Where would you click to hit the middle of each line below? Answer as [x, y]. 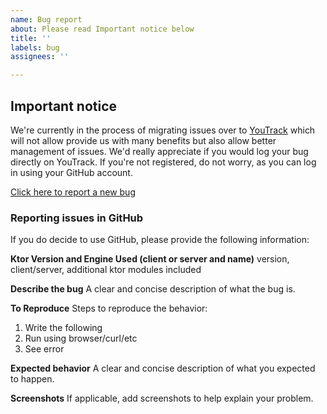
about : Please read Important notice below [102, 29]
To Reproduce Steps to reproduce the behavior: [109, 308]
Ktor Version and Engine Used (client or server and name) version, [150, 259]
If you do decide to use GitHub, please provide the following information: [160, 240]
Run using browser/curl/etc [81, 338]
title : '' [31, 38]
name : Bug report [46, 19]
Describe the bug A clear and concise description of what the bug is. [153, 289]
